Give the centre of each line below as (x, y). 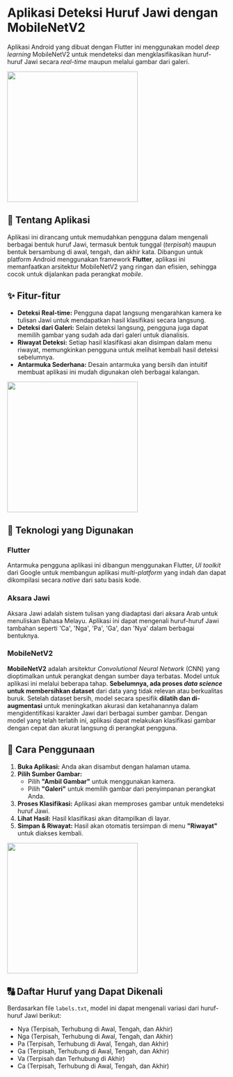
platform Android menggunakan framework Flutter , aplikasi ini (96, 259)
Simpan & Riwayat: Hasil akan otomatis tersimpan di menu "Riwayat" (117, 826)
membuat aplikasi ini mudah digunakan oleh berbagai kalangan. (109, 372)
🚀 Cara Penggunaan (51, 750)
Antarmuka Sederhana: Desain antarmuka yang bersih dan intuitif (112, 364)
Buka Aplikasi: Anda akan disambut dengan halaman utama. (104, 767)
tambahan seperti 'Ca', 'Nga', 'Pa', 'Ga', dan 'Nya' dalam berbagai (101, 628)
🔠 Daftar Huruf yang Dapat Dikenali (85, 992)
